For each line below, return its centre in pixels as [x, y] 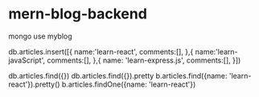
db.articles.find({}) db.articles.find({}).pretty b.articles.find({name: [118, 75]
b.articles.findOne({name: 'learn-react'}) [129, 84]
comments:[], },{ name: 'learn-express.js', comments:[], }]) [144, 60]
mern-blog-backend [78, 14]
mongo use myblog [40, 36]
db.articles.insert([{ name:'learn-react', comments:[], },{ [101, 51]
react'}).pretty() [34, 84]
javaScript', [27, 60]
